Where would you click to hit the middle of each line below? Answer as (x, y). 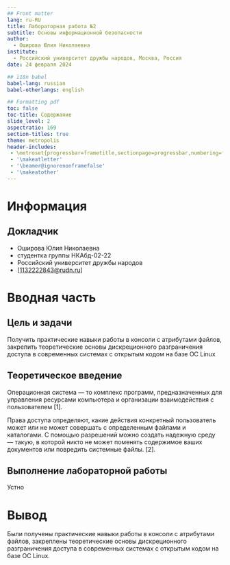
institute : (23, 52)
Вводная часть (52, 298)
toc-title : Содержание (39, 115)
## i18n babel (27, 77)
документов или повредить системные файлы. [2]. (81, 449)
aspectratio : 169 (32, 128)
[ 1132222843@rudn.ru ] (50, 270)
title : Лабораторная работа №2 (52, 26)
